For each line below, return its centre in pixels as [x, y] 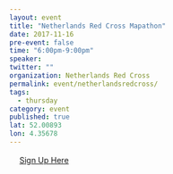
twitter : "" [31, 68]
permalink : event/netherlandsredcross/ [84, 84]
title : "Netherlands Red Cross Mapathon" [88, 26]
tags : [19, 92]
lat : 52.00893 [36, 126]
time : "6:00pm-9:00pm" [52, 51]
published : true [39, 117]
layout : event [36, 17]
